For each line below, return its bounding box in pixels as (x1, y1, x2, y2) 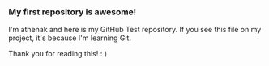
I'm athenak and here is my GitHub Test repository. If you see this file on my (8, 25, 262, 35)
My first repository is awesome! (8, 6, 137, 18)
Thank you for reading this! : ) (8, 49, 108, 59)
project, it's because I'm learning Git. (8, 33, 132, 43)
